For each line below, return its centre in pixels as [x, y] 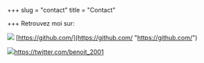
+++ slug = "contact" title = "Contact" [61, 10]
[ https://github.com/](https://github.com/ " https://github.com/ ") [107, 38]
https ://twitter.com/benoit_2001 [59, 52]
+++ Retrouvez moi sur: [41, 23]
